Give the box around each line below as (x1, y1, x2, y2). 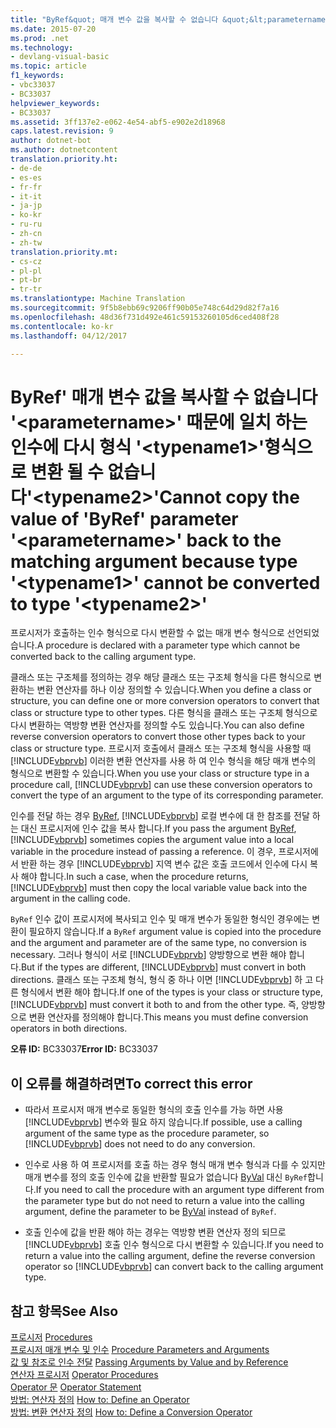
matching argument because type (10, 550, 298, 573)
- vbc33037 (10, 80, 56, 90)
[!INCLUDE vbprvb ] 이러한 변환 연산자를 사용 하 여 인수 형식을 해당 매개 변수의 (10, 755, 317, 767)
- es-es (10, 172, 43, 183)
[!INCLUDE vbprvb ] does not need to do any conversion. (24, 1138, 256, 1150)
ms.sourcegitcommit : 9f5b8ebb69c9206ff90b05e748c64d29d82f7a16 (10, 303, 280, 313)
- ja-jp (10, 201, 43, 211)
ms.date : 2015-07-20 (10, 24, 97, 34)
